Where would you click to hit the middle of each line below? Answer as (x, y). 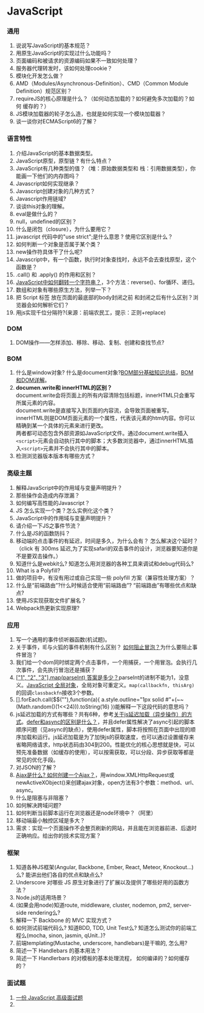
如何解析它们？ (50, 305)
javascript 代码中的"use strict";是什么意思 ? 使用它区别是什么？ (94, 236)
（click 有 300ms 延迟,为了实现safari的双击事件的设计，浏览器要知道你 (104, 548)
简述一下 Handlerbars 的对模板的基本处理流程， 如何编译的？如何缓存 (103, 958)
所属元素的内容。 (37, 403)
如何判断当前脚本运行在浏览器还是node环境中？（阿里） (86, 813)
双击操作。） (46, 556)
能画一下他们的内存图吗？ (48, 176)
